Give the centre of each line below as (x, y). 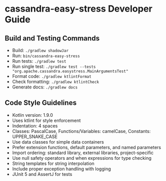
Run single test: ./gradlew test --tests (54, 66)
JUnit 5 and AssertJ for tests (42, 174)
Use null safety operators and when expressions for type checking (82, 158)
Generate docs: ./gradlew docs (45, 87)
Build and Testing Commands (52, 38)
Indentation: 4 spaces (35, 126)
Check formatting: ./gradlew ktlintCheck (56, 82)
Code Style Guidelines (41, 103)
